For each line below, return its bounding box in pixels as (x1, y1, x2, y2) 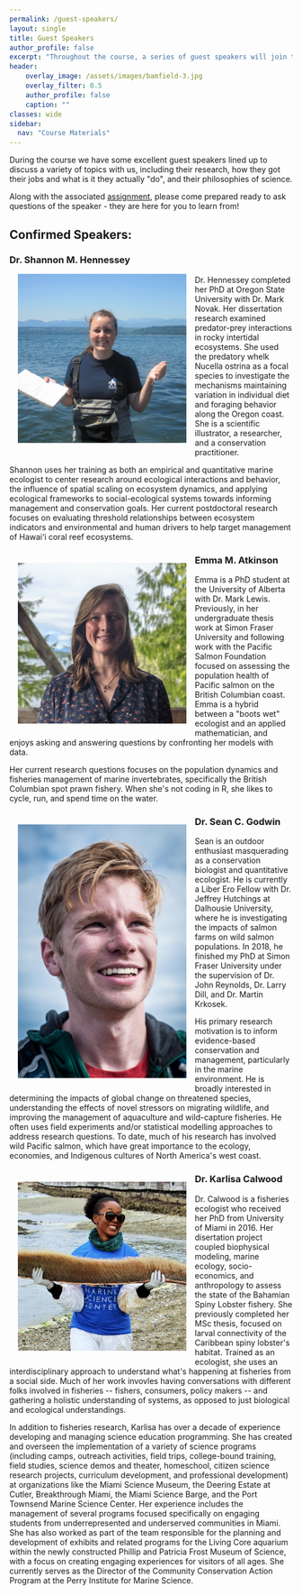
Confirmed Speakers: (9, 226, 132, 243)
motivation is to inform (194, 1026, 278, 1037)
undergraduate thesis (194, 613, 274, 624)
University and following (194, 632, 285, 643)
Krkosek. (194, 999, 227, 1010)
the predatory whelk (194, 351, 270, 362)
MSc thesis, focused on (194, 1317, 282, 1329)
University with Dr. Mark (194, 293, 285, 304)
